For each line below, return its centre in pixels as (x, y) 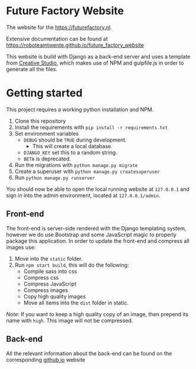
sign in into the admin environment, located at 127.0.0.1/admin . (83, 195)
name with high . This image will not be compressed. (70, 320)
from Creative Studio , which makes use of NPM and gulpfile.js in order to (95, 63)
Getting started (44, 93)
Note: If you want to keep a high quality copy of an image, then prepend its (97, 314)
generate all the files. (32, 69)
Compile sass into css (50, 271)
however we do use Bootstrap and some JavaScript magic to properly (91, 235)
